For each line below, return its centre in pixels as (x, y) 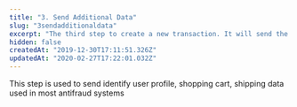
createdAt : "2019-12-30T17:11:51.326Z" (83, 50)
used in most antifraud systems (67, 93)
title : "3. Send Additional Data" (73, 17)
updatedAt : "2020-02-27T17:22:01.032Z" (83, 58)
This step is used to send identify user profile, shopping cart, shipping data (147, 84)
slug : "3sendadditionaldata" (63, 26)
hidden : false (36, 42)
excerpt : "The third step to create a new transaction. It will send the (149, 34)
